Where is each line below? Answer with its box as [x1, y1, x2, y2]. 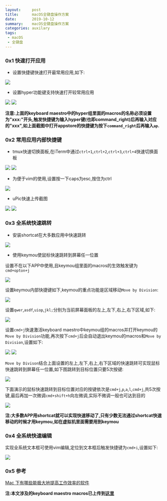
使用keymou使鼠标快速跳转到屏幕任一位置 [12, 252, 98, 258]
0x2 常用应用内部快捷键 [5, 136, 62, 143]
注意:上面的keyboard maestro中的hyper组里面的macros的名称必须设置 [5, 110, 152, 116]
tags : [5, 30, 16, 35]
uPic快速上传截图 [12, 195, 48, 202]
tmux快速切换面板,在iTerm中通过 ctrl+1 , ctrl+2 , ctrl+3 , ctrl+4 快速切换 [12, 149, 154, 155]
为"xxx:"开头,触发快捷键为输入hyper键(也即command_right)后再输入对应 [5, 117, 157, 123]
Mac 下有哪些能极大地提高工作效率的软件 [5, 480, 89, 486]
